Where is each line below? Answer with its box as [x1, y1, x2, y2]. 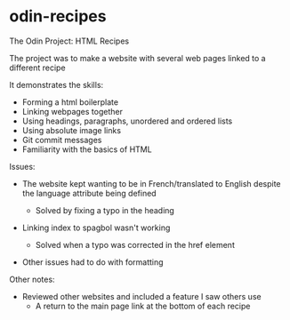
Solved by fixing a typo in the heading [35, 204, 175, 215]
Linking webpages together [21, 106, 123, 116]
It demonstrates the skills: [9, 79, 104, 90]
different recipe [9, 62, 66, 73]
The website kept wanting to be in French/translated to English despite [21, 178, 282, 188]
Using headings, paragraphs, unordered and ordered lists [21, 116, 233, 126]
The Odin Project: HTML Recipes [9, 36, 130, 46]
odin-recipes [9, 6, 107, 27]
